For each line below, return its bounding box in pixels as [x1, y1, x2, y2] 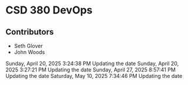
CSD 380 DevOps [5, 4, 93, 17]
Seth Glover [14, 42, 43, 49]
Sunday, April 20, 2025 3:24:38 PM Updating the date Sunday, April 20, [5, 60, 179, 67]
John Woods [14, 49, 45, 56]
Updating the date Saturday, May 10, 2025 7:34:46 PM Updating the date [5, 73, 183, 79]
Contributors [5, 27, 54, 37]
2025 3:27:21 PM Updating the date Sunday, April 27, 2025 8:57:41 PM [5, 66, 176, 73]
